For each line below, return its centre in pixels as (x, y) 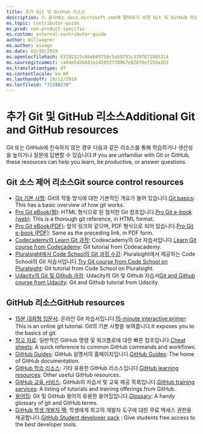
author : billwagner (31, 40)
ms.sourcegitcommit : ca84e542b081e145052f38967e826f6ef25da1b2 (88, 62)
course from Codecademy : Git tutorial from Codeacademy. (88, 247)
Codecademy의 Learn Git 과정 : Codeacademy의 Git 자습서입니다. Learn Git (106, 240)
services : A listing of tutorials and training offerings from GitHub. (95, 389)
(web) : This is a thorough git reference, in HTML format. (85, 219)
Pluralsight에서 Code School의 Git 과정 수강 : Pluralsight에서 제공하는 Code (105, 254)
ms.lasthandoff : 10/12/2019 (42, 79)
